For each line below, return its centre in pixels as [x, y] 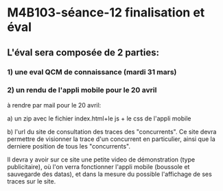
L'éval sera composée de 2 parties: [83, 52]
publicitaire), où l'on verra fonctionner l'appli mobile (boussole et [98, 166]
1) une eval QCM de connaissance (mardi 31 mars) [92, 72]
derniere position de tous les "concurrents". [69, 146]
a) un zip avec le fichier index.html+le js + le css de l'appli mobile [99, 118]
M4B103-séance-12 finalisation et [106, 13]
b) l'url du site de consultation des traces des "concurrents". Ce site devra [112, 131]
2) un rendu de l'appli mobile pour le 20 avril [82, 90]
